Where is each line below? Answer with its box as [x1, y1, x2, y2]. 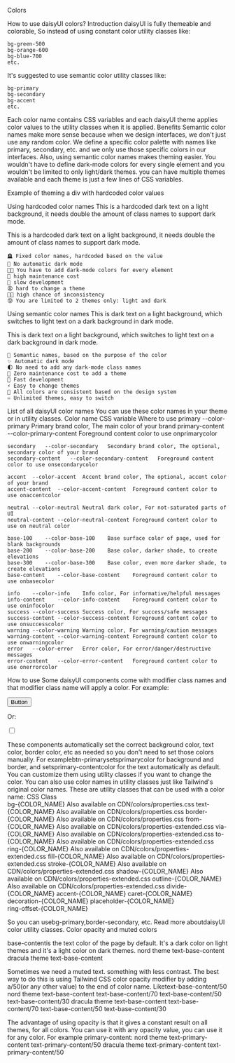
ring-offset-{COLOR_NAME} [7, 905, 89, 912]
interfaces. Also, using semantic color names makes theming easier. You [7, 153, 216, 161]
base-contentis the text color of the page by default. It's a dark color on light [7, 939, 228, 947]
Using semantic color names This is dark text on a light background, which [7, 310, 222, 318]
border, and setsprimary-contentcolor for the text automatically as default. [7, 763, 222, 771]
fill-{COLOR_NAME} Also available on [48, 852, 156, 860]
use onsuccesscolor [7, 621, 64, 628]
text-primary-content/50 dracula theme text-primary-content [31, 1041, 206, 1049]
